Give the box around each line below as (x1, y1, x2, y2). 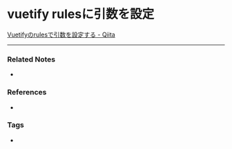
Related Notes (7, 54, 56, 64)
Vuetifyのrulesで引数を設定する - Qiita (7, 30, 115, 39)
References (7, 88, 47, 97)
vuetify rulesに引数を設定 (7, 6, 155, 22)
